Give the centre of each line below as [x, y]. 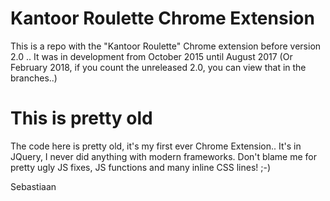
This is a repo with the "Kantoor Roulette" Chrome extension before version [166, 46]
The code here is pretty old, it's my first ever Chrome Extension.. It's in [156, 146]
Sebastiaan [33, 186]
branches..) [34, 78]
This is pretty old [81, 118]
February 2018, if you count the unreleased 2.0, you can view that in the [158, 67]
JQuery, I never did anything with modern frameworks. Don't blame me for [164, 156]
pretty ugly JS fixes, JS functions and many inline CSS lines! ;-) [141, 167]
